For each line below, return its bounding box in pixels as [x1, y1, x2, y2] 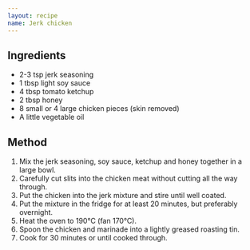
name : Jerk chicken [7, 19, 73, 27]
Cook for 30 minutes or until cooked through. [18, 233, 169, 243]
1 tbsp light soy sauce [18, 78, 91, 88]
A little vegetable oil [18, 113, 85, 122]
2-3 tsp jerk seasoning [18, 69, 94, 80]
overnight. [18, 208, 54, 217]
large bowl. [18, 165, 57, 175]
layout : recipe [7, 11, 58, 20]
